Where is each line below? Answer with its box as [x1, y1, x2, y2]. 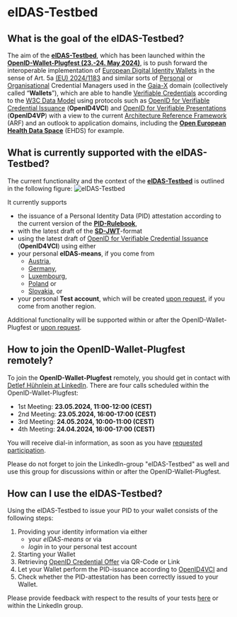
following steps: [7, 514, 54, 522]
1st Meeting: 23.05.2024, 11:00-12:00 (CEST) [17, 402, 152, 410]
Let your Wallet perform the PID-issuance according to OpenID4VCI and [17, 565, 228, 574]
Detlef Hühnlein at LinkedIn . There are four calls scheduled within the [7, 381, 209, 389]
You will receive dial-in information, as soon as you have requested [7, 438, 203, 446]
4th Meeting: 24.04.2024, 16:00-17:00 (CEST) [17, 425, 156, 433]
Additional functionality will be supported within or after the [7, 316, 180, 324]
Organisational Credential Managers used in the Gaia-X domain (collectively [7, 81, 229, 89]
